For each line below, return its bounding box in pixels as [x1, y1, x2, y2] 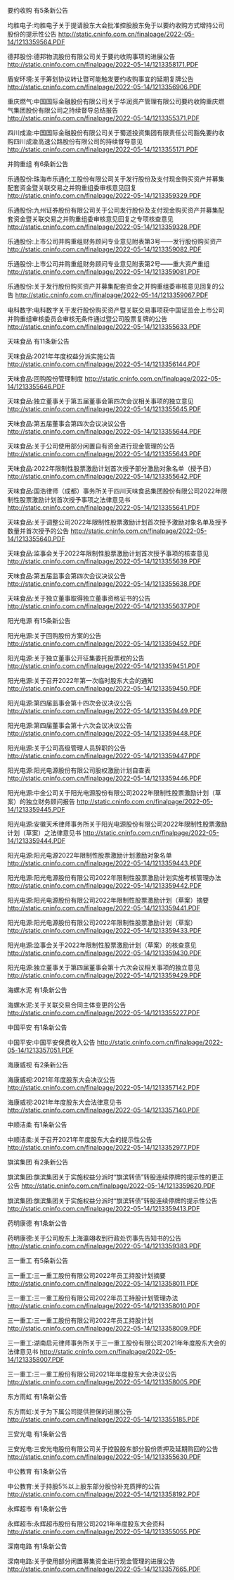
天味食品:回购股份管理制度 [7, 375, 84, 382]
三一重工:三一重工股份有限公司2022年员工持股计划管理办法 [7, 1294, 178, 1302]
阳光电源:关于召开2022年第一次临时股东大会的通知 [7, 677, 154, 684]
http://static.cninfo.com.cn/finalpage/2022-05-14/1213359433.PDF [7, 927, 202, 934]
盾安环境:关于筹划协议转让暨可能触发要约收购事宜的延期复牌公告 [7, 75, 195, 83]
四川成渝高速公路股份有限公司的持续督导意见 [13, 137, 143, 146]
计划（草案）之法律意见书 [7, 829, 82, 836]
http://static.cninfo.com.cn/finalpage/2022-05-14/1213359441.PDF [7, 904, 200, 912]
